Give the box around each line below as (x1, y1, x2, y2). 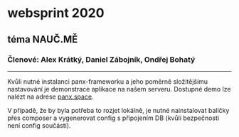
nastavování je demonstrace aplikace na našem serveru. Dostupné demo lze (7, 84, 231, 93)
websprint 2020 (7, 5, 105, 21)
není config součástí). (7, 121, 71, 129)
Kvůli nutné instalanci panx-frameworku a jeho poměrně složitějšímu (7, 77, 208, 86)
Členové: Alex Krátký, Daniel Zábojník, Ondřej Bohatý (7, 55, 196, 65)
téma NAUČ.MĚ (7, 33, 78, 45)
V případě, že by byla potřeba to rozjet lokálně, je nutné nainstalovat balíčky (7, 106, 230, 114)
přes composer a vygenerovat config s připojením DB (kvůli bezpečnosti (7, 114, 219, 122)
